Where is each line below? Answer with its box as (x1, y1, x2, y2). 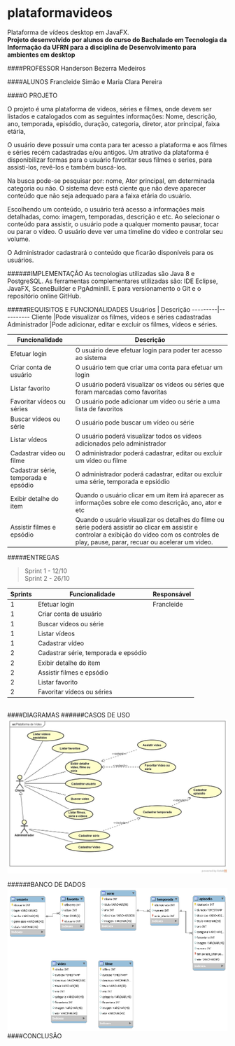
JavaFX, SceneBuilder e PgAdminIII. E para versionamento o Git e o (7, 284, 201, 292)
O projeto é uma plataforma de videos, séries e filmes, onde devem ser (7, 104, 212, 113)
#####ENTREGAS (7, 553, 59, 562)
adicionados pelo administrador (75, 439, 166, 448)
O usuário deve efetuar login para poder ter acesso (75, 345, 222, 355)
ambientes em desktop (7, 50, 76, 59)
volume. (7, 235, 31, 243)
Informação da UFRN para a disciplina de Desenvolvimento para (7, 43, 197, 51)
